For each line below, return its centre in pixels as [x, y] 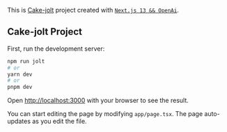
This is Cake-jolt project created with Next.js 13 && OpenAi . [93, 10]
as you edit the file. [60, 122]
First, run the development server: [56, 49]
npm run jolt [26, 61]
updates [19, 122]
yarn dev [20, 74]
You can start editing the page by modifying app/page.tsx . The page [105, 114]
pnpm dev [20, 87]
